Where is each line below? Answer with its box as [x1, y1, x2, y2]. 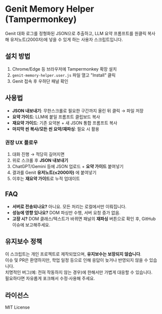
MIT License [5, 304, 30, 310]
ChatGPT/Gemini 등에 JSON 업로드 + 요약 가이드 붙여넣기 [12, 163, 124, 169]
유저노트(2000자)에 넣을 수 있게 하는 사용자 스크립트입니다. [10, 37, 123, 42]
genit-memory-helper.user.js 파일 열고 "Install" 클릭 [12, 72, 116, 78]
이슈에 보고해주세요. [12, 222, 50, 227]
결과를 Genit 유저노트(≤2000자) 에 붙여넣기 [12, 169, 97, 175]
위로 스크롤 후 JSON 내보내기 [12, 157, 68, 163]
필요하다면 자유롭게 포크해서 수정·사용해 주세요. [5, 276, 95, 281]
